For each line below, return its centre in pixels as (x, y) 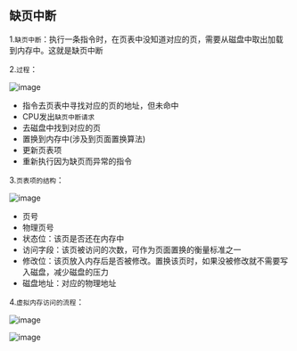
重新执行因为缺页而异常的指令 (77, 161)
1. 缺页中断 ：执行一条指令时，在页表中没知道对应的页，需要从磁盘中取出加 (143, 39)
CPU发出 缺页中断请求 (58, 116)
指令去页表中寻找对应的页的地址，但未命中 (100, 105)
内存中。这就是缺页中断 (60, 50)
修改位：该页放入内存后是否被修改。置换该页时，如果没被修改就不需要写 (155, 260)
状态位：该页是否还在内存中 (73, 238)
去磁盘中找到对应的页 (61, 127)
